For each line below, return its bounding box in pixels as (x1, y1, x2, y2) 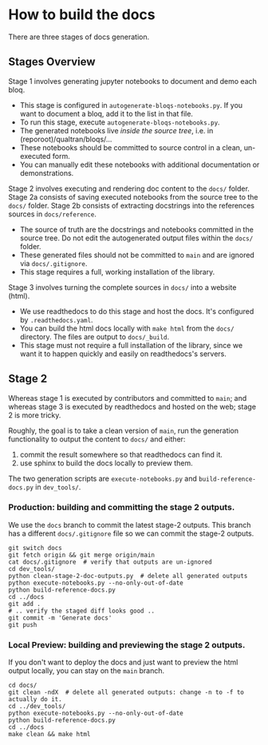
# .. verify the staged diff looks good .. (8, 607, 156, 615)
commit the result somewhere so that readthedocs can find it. (19, 450, 223, 459)
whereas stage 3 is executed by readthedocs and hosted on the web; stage (8, 402, 257, 411)
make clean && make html (8, 731, 91, 739)
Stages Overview (8, 55, 96, 69)
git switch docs (8, 544, 62, 552)
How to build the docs (8, 6, 156, 24)
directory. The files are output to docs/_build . (19, 331, 170, 341)
